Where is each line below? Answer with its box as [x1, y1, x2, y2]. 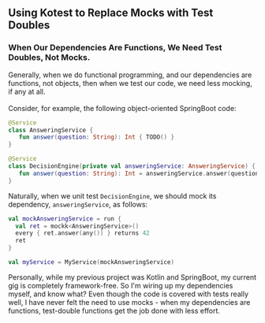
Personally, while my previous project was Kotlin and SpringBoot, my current [8, 272, 257, 282]
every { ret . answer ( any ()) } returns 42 [15, 229, 150, 237]
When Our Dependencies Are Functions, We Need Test [8, 43, 222, 54]
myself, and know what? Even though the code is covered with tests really [8, 289, 248, 299]
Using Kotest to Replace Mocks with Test [8, 6, 214, 20]
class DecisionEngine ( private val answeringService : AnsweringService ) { [8, 162, 256, 170]
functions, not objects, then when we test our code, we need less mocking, [8, 78, 252, 87]
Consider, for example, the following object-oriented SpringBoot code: [8, 103, 237, 113]
